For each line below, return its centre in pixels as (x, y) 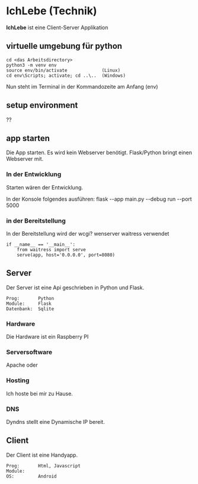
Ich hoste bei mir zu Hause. (39, 394)
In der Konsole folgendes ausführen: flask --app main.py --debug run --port (99, 199)
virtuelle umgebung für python (64, 46)
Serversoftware (29, 352)
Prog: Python (30, 298)
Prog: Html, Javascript (44, 466)
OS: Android (32, 476)
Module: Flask (29, 304)
